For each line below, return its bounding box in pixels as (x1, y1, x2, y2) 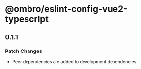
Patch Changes (5, 48, 43, 54)
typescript (5, 14, 49, 25)
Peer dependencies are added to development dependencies (12, 58, 137, 64)
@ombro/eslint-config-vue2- (5, 3, 128, 15)
